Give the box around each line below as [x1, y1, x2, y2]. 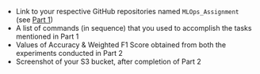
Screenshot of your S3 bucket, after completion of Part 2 [15, 57, 202, 66]
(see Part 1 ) [15, 15, 54, 24]
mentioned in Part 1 [15, 31, 79, 41]
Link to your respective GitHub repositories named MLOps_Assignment [15, 7, 239, 16]
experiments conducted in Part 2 [15, 49, 123, 57]
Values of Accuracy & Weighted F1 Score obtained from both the [15, 40, 227, 50]
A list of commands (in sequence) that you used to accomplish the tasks [15, 24, 252, 32]
